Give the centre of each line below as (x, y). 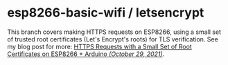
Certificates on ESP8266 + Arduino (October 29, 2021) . (86, 54)
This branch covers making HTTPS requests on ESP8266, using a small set (114, 32)
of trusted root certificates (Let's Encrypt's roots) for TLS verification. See (113, 39)
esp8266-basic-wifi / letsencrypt (106, 13)
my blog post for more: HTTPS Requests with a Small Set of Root (99, 46)
